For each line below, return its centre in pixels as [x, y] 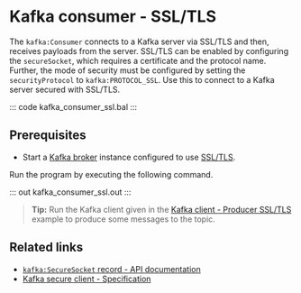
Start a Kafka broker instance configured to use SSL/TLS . [129, 157]
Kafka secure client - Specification [87, 279]
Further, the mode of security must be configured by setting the [128, 70]
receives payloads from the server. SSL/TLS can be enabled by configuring [149, 50]
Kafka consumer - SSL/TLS [113, 17]
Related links [46, 247]
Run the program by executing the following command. [111, 174]
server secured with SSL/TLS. [65, 89]
